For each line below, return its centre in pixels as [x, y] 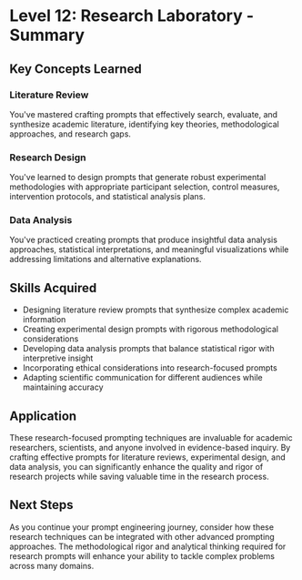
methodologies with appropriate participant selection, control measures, [145, 187]
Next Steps [41, 505]
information [44, 320]
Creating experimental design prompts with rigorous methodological [151, 330]
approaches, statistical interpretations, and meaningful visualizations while [149, 249]
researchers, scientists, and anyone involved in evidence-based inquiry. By [150, 448]
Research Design [48, 158]
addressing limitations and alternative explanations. [106, 259]
